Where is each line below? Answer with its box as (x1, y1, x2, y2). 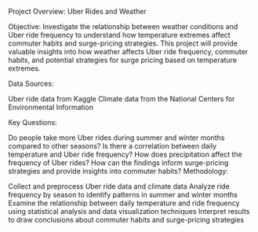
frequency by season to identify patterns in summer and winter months (8, 190, 238, 199)
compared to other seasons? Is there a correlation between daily (8, 142, 217, 150)
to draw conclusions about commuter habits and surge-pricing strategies (8, 215, 245, 224)
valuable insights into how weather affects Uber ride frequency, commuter (8, 47, 249, 56)
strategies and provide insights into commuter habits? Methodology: (8, 167, 229, 175)
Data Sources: (8, 79, 54, 88)
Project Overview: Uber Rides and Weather (8, 7, 147, 16)
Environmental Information (8, 102, 94, 112)
